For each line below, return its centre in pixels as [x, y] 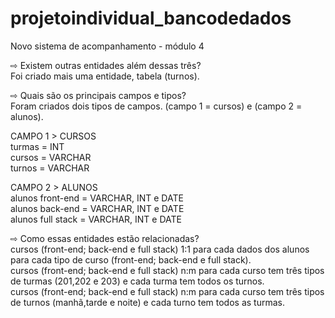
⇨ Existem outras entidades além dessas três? [106, 65]
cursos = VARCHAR [51, 157]
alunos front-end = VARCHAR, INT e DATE [97, 198]
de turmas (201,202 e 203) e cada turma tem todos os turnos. [137, 281]
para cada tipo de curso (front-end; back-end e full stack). [131, 259]
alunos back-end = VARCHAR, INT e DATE [97, 208]
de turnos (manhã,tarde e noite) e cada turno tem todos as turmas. [147, 302]
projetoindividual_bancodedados [151, 18]
